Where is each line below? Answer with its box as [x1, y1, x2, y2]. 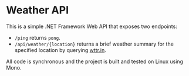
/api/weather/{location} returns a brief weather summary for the [14, 40, 174, 47]
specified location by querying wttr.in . [14, 46, 107, 53]
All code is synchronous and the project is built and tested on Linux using [6, 58, 184, 65]
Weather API [6, 4, 69, 17]
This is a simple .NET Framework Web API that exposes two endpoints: [6, 23, 177, 30]
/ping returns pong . [14, 34, 60, 41]
